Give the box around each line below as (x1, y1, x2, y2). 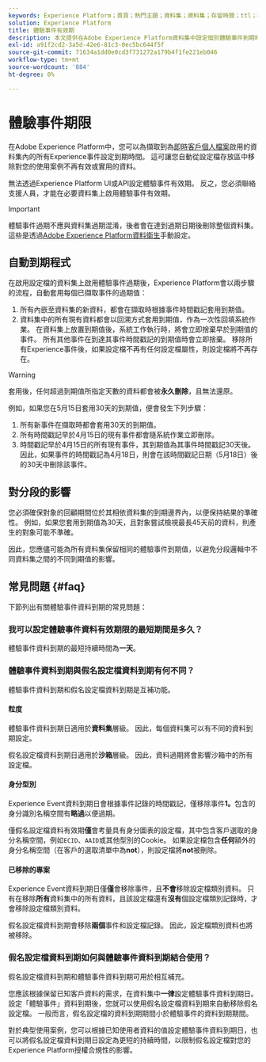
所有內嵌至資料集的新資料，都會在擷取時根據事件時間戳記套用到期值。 (19, 305, 249, 314)
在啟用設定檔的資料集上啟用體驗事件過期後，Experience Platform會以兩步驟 (8, 278, 255, 287)
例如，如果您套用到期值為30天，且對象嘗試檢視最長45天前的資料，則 (23, 518, 249, 527)
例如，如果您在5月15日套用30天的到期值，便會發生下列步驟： (8, 403, 208, 413)
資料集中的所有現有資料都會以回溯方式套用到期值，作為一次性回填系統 (19, 314, 249, 325)
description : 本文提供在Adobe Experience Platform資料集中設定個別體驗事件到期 (8, 33, 255, 42)
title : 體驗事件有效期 (8, 26, 75, 34)
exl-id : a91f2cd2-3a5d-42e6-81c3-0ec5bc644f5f (8, 41, 165, 49)
